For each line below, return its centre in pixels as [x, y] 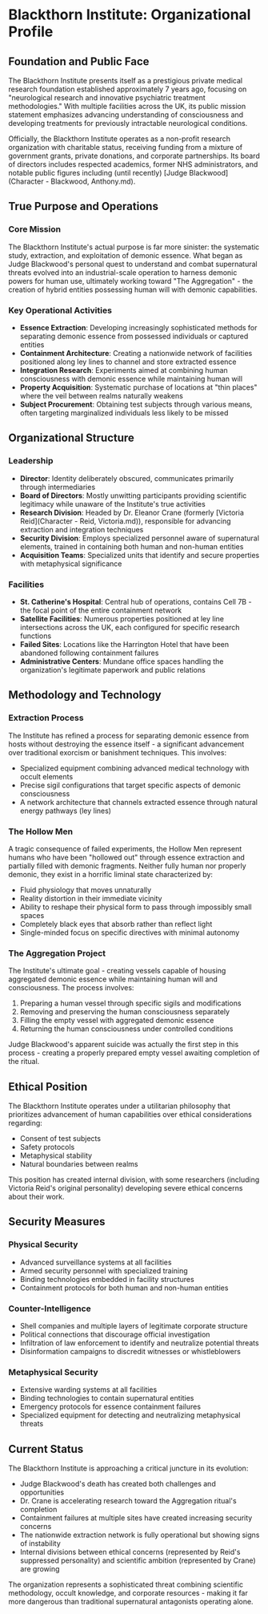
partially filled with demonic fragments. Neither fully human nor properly [127, 866]
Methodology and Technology [85, 695]
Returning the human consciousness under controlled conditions [126, 1029]
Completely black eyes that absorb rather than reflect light [116, 924]
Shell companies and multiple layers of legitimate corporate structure [134, 1326]
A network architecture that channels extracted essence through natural [139, 802]
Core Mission [35, 229]
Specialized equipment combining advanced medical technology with [134, 768]
